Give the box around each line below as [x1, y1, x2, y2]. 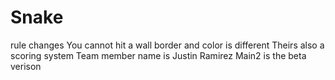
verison [10, 60, 42, 72]
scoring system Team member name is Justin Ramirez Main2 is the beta [10, 49, 307, 61]
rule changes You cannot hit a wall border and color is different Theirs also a [10, 39, 325, 51]
